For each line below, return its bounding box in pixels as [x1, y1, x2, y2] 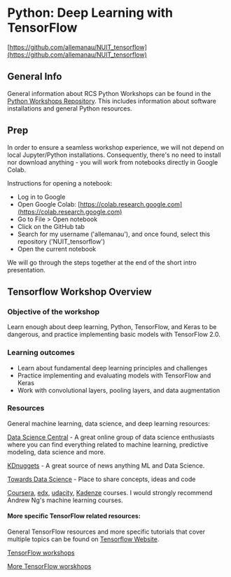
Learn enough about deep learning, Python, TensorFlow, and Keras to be [7, 323, 217, 331]
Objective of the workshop [7, 307, 100, 317]
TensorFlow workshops [7, 548, 75, 557]
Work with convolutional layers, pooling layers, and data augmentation [17, 386, 220, 394]
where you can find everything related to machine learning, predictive [7, 440, 209, 449]
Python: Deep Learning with [7, 5, 174, 21]
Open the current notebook [17, 244, 97, 253]
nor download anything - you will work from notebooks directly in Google [7, 158, 218, 166]
